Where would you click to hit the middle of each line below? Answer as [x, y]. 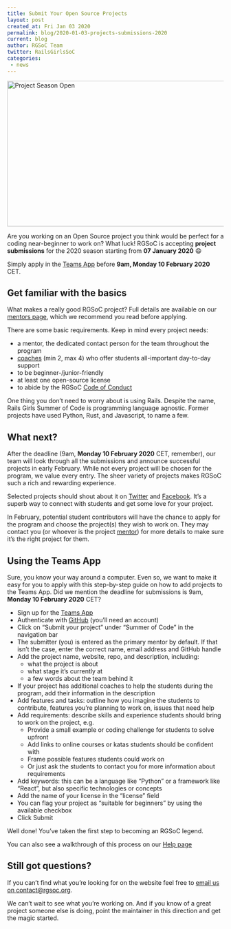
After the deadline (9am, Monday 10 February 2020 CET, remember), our [111, 454]
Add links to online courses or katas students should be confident [120, 744]
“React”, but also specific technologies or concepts [90, 788]
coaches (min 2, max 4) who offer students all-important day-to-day [114, 358]
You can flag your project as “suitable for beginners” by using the [110, 803]
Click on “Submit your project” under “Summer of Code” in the [105, 627]
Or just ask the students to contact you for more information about [121, 766]
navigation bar [37, 635]
